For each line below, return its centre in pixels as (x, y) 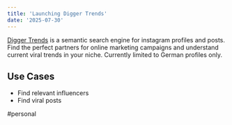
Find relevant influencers (53, 93)
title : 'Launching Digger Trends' (57, 14)
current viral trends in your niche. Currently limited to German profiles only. (115, 55)
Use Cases (31, 76)
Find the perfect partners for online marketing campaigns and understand (113, 47)
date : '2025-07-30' (36, 20)
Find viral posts (39, 101)
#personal (22, 114)
